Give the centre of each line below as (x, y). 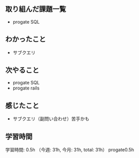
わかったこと (26, 39)
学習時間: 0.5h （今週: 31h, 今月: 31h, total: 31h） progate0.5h (70, 150)
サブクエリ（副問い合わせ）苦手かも (51, 119)
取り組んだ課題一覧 (36, 9)
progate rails (26, 88)
